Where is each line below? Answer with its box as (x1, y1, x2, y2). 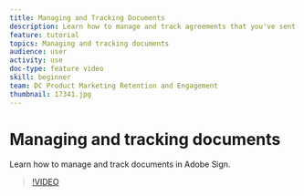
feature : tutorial (9, 30, 79, 39)
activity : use (9, 56, 64, 65)
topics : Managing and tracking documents (9, 38, 170, 48)
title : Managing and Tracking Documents (9, 13, 166, 23)
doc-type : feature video (9, 65, 104, 74)
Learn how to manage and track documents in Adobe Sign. (9, 159, 231, 170)
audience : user (9, 47, 68, 57)
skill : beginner (9, 73, 71, 82)
